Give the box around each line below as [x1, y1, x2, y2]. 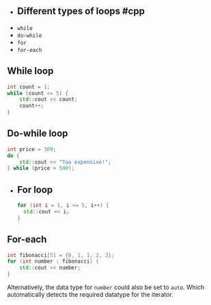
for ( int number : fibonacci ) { [7, 258, 99, 265]
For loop [16, 184, 53, 196]
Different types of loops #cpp [16, 5, 145, 17]
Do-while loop [7, 128, 68, 140]
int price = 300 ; [7, 146, 57, 152]
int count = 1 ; [7, 83, 51, 90]
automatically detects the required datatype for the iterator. [7, 291, 174, 299]
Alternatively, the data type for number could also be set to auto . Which [7, 283, 205, 291]
